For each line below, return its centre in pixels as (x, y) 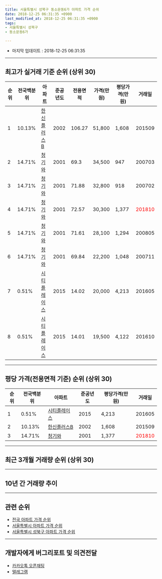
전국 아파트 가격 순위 (31, 520)
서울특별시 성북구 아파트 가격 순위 (44, 532)
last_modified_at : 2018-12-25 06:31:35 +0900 (51, 18)
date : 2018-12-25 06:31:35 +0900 (39, 14)
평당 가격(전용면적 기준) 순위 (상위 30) (59, 379)
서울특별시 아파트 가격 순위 (37, 526)
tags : (10, 23)
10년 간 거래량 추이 (31, 483)
